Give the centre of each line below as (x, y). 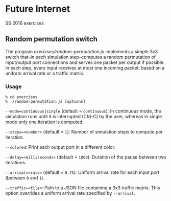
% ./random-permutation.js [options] (45, 102)
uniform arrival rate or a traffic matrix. (45, 73)
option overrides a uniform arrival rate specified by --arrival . (70, 193)
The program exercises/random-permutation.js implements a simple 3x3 (82, 51)
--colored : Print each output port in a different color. (60, 147)
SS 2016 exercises (25, 23)
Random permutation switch (52, 39)
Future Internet (38, 9)
